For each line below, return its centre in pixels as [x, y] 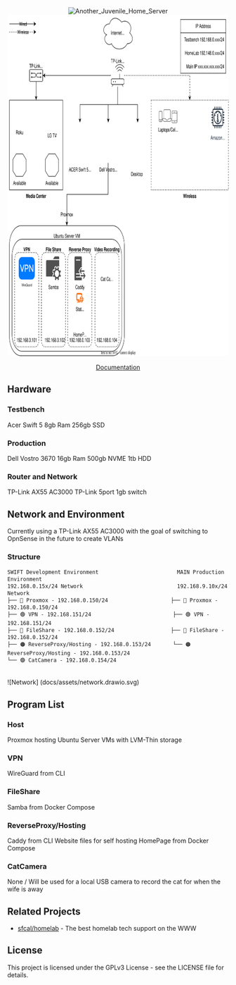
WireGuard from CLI [36, 774]
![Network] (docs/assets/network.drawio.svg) [73, 682]
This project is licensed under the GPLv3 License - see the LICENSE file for [116, 967]
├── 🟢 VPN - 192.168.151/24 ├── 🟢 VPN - [109, 615]
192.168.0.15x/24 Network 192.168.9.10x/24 [118, 587]
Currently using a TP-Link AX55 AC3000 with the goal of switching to [108, 531]
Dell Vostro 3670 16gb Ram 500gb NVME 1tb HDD [79, 458]
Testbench [26, 409]
